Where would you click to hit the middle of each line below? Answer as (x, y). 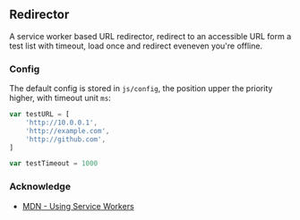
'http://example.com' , (68, 131)
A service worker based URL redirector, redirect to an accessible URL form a (150, 36)
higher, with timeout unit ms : (60, 98)
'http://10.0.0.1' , (62, 123)
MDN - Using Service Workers (78, 206)
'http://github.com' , (65, 139)
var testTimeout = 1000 (54, 164)
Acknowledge (40, 187)
